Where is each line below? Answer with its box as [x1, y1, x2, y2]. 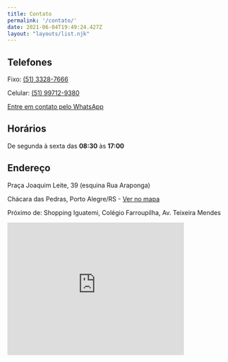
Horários [7, 123, 47, 135]
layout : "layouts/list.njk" [7, 30, 90, 37]
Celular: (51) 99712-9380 [7, 89, 80, 98]
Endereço [7, 162, 51, 174]
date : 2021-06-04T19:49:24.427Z [7, 23, 102, 30]
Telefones [7, 56, 53, 68]
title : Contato [7, 10, 52, 18]
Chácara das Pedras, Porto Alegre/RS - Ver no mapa [7, 194, 160, 203]
